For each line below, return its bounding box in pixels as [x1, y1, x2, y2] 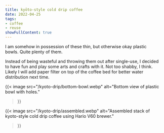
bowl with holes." [5, 89, 41, 95]
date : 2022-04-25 [5, 12, 41, 17]
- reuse [5, 26, 21, 31]
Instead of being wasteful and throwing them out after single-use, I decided [5, 59, 159, 64]
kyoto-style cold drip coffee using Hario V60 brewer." [5, 113, 114, 119]
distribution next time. [5, 74, 50, 80]
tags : [5, 16, 16, 21]
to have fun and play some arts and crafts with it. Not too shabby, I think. [5, 64, 153, 69]
